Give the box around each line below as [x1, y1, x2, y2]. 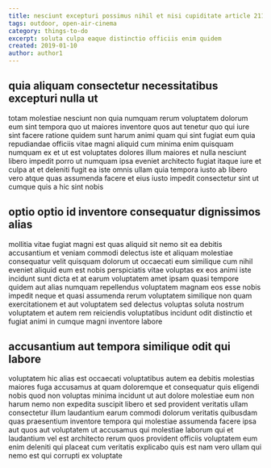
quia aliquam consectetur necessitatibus [8, 79, 219, 93]
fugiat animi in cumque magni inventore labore [8, 316, 163, 326]
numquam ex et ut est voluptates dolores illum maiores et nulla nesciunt [8, 147, 247, 157]
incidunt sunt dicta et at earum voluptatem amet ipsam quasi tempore [8, 274, 240, 283]
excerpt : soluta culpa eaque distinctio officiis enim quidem [8, 34, 222, 43]
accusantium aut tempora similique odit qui [8, 340, 231, 353]
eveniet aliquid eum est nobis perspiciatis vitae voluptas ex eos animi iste [8, 265, 252, 274]
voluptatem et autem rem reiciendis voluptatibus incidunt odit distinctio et [8, 307, 252, 317]
